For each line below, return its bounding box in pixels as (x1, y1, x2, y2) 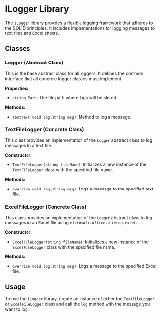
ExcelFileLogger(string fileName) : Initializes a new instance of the (12, 239, 149, 245)
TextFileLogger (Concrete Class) (5, 126, 84, 133)
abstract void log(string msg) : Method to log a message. (12, 114, 132, 120)
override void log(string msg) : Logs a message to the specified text (12, 186, 154, 191)
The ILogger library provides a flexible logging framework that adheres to (5, 20, 153, 26)
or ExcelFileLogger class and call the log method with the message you (5, 301, 150, 307)
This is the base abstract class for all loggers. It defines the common (5, 70, 144, 76)
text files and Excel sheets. (5, 30, 59, 36)
